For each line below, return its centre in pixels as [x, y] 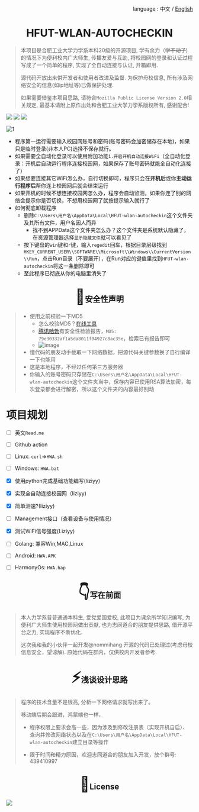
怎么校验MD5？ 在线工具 [68, 323]
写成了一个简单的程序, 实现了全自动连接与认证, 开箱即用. [89, 65]
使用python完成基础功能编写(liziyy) [57, 481]
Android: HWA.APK [35, 556]
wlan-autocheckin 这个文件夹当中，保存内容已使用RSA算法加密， [108, 381]
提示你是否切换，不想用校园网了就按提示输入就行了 [87, 200]
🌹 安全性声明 [99, 297]
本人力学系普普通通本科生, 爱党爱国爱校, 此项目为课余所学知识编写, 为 [105, 617]
